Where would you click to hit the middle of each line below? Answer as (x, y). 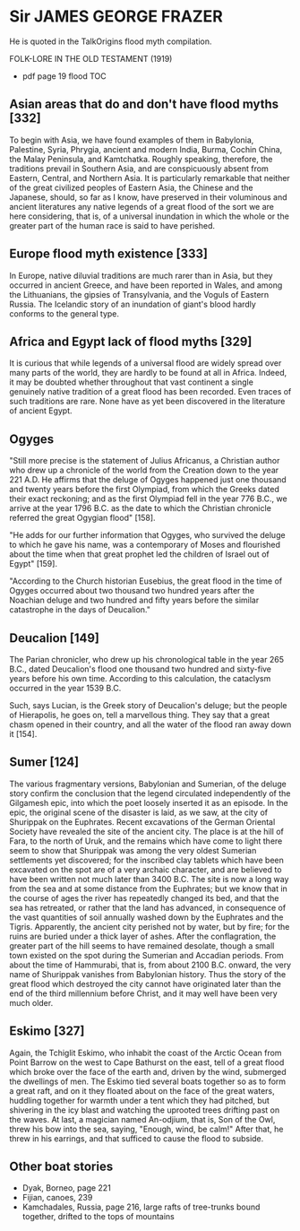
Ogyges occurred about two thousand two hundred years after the (132, 591)
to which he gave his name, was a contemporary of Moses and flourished (145, 545)
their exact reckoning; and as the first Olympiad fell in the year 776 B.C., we (149, 498)
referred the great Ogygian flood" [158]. (82, 518)
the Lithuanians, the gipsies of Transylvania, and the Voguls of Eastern (139, 294)
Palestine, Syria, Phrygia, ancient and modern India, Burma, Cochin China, (146, 149)
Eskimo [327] (47, 1032)
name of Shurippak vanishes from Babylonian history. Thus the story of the (148, 974)
